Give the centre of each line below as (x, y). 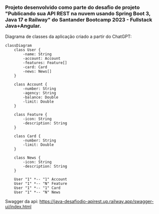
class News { (27, 158)
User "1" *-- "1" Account (41, 179)
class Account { (31, 85)
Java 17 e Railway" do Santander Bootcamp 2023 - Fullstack (79, 20)
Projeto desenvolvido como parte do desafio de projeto (72, 7)
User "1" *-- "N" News (37, 192)
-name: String (37, 54)
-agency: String (40, 93)
